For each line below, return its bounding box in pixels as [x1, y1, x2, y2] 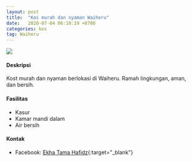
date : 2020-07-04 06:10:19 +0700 [6, 20, 96, 26]
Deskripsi [6, 61, 31, 68]
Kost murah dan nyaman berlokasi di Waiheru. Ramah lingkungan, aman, [6, 75, 187, 82]
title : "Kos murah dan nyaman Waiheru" [6, 15, 110, 21]
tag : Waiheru [6, 31, 39, 37]
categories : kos [6, 25, 47, 32]
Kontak [6, 135, 25, 143]
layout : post [6, 8, 39, 15]
